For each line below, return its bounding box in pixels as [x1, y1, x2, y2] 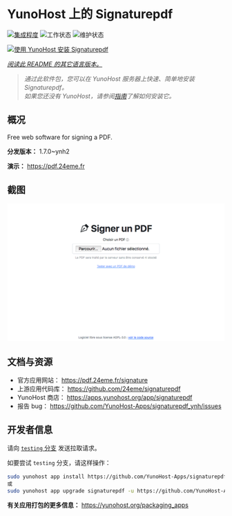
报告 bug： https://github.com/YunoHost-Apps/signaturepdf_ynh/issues [17, 402, 222, 410]
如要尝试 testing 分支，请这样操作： [7, 458, 111, 467]
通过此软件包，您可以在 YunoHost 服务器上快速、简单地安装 [23, 74, 195, 83]
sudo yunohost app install [7, 473, 85, 480]
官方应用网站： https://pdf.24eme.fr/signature [17, 376, 148, 384]
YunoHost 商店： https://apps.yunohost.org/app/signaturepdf [17, 393, 193, 401]
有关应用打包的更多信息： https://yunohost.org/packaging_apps [7, 501, 188, 509]
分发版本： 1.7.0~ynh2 [7, 147, 70, 156]
